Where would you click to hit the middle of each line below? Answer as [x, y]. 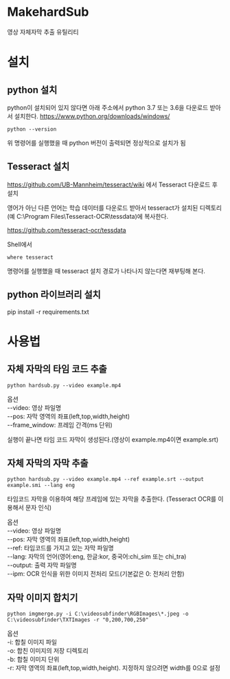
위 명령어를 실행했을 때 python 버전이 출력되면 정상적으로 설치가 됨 [97, 142]
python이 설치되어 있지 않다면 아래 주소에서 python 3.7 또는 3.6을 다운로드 [108, 107]
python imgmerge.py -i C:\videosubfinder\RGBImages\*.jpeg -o [98, 614]
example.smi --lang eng [41, 486]
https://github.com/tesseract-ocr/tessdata [67, 230]
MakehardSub [48, 12]
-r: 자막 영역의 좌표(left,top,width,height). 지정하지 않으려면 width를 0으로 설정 [114, 668]
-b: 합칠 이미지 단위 [33, 659]
